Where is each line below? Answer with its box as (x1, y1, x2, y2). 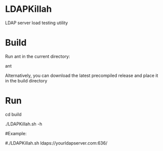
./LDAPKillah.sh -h (5, 121, 42, 127)
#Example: (5, 130, 27, 136)
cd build (5, 111, 22, 117)
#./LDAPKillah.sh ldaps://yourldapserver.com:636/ (5, 140, 108, 146)
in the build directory (5, 77, 48, 83)
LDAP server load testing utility (5, 20, 68, 26)
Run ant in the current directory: (5, 53, 70, 59)
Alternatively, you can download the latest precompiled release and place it (5, 73, 158, 78)
